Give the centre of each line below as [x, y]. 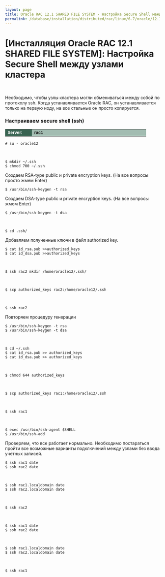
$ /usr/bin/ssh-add [25, 434]
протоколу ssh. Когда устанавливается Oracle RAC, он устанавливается [81, 103]
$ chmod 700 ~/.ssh [25, 166]
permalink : [16, 19]
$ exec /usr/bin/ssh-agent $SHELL [41, 430]
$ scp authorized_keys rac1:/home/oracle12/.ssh [56, 393]
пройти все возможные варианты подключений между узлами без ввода [82, 448]
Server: [15, 132]
